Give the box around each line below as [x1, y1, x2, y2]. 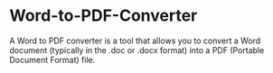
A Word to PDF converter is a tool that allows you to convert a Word [9, 35, 261, 46]
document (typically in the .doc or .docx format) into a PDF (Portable [9, 44, 265, 55]
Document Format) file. [9, 54, 96, 65]
